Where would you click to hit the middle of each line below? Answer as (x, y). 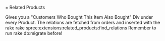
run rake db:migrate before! (34, 33)
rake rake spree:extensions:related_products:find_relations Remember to (81, 28)
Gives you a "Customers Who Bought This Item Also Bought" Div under (79, 17)
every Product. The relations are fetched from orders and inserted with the (83, 23)
